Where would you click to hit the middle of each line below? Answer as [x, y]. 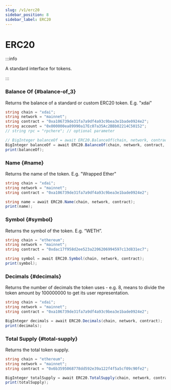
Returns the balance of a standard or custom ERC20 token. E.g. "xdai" [79, 103]
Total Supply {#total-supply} [41, 339]
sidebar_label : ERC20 [28, 19]
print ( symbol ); [21, 263]
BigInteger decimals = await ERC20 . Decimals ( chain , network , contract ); [84, 321]
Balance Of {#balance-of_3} [41, 92]
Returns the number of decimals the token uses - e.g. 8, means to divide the [85, 288]
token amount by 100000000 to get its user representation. [67, 293]
